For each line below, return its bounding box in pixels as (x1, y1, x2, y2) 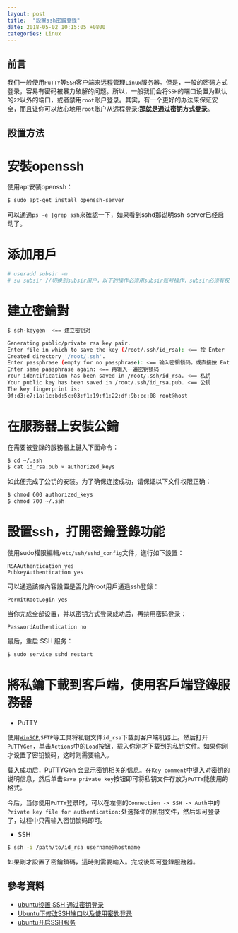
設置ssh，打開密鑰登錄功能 (7, 524, 165, 540)
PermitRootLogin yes (7, 596, 69, 604)
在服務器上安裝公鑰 (7, 418, 119, 434)
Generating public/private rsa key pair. (7, 340, 131, 347)
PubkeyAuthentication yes (7, 569, 83, 576)
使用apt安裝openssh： (7, 183, 73, 191)
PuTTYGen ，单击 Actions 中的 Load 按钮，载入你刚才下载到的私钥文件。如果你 (7, 742, 222, 750)
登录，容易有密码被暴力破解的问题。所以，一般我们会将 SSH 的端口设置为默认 (7, 87, 227, 95)
